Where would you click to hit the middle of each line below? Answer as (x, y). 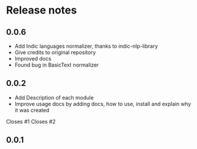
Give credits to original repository (55, 52)
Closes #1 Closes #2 (31, 121)
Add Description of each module (54, 97)
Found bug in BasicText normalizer (57, 65)
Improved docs (33, 59)
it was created (32, 110)
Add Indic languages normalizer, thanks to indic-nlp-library (86, 46)
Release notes (42, 10)
